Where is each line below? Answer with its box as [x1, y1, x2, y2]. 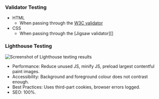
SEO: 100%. [12, 89, 37, 95]
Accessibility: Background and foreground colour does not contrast [12, 74, 148, 79]
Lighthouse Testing [5, 43, 52, 50]
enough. [12, 79, 29, 84]
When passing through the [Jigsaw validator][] [19, 31, 114, 37]
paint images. [12, 68, 40, 74]
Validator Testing [5, 4, 47, 11]
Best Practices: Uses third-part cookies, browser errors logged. [12, 84, 140, 90]
